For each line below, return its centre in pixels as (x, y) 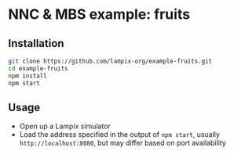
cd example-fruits (38, 68)
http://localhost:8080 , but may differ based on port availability (122, 143)
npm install (27, 76)
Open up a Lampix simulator (65, 126)
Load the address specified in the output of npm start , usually (119, 135)
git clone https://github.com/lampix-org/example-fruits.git (110, 61)
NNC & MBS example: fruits (99, 14)
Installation (36, 43)
